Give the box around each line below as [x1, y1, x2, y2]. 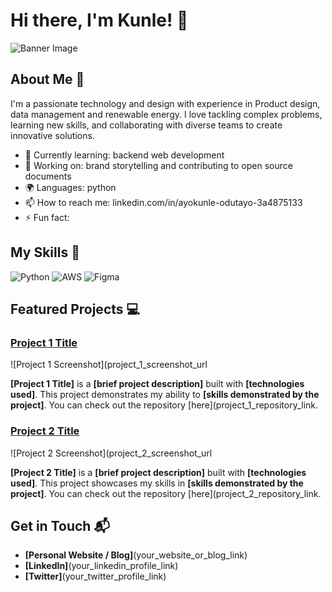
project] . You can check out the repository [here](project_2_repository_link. [10, 487, 322, 499]
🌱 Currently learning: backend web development [24, 149, 225, 161]
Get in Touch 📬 [10, 517, 110, 534]
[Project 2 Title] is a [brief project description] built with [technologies [10, 466, 307, 478]
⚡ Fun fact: [24, 211, 70, 223]
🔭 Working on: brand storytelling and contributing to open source [24, 159, 293, 171]
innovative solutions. [10, 129, 95, 141]
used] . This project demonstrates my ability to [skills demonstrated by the [10, 389, 320, 401]
